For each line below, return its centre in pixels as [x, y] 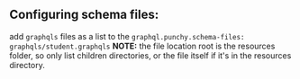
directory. [27, 65]
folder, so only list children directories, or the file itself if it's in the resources [150, 55]
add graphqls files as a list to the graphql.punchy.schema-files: [127, 36]
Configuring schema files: [84, 15]
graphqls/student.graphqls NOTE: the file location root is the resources [142, 46]
